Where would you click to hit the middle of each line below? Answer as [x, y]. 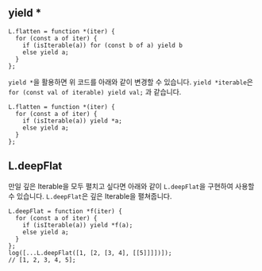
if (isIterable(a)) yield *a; [73, 121]
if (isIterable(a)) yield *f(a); [78, 225]
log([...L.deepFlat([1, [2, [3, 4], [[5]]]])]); [90, 253]
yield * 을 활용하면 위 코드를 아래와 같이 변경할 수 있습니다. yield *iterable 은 [131, 82]
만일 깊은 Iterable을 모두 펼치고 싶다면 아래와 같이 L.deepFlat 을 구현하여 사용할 [131, 186]
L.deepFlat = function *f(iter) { [65, 211]
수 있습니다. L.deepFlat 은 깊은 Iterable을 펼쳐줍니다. [90, 196]
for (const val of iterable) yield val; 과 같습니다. [95, 91]
